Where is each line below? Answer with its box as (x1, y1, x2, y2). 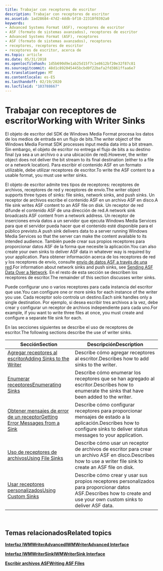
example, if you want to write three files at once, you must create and (5, 310, 144, 316)
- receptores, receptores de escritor (5, 43, 83, 48)
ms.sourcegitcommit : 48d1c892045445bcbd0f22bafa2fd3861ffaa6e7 (5, 66, 136, 71)
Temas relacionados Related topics (5, 529, 112, 537)
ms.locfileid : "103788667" (5, 84, 60, 89)
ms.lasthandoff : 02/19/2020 (5, 79, 62, 84)
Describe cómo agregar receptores (75, 349, 155, 356)
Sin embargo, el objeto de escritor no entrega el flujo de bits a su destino (5, 147, 151, 152)
